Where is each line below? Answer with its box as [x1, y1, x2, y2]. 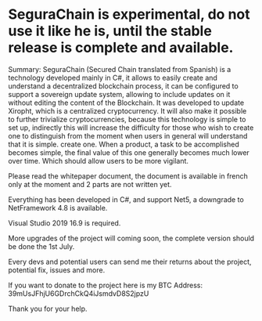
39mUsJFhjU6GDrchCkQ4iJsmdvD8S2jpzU [8, 288, 149, 298]
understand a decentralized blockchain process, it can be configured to [8, 81, 239, 91]
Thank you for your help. [8, 304, 88, 313]
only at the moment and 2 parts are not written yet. [8, 179, 172, 189]
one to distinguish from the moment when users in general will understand [8, 131, 248, 140]
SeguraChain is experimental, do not [8, 5, 250, 23]
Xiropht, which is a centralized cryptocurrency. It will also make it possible [8, 106, 247, 115]
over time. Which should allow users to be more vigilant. [8, 156, 189, 165]
